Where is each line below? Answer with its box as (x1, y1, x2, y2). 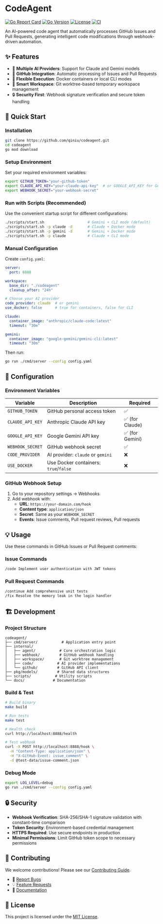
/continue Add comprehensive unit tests (5, 589, 88, 594)
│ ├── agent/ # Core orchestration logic (5, 648, 116, 653)
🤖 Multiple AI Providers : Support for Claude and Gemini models (12, 65, 140, 71)
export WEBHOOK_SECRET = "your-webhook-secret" (5, 188, 98, 193)
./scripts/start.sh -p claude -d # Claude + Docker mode (5, 224, 136, 229)
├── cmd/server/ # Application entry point (5, 639, 116, 645)
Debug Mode (5, 769, 36, 776)
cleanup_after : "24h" (9, 287, 53, 292)
